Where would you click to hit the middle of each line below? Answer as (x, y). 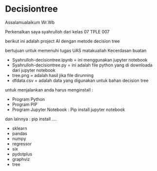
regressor (22, 143)
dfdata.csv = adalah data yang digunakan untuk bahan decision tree (80, 80)
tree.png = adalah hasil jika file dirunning (53, 75)
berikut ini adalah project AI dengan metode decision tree (62, 41)
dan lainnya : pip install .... (31, 119)
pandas (20, 133)
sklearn (20, 128)
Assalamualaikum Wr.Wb (30, 22)
